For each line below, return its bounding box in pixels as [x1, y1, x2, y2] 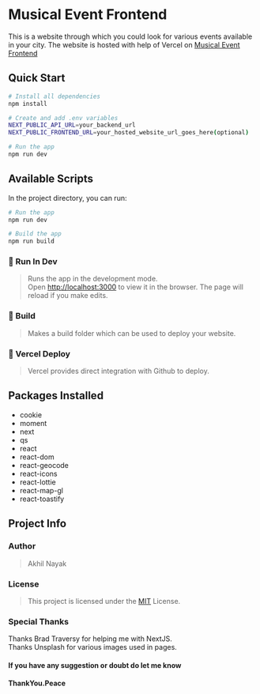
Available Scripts [8, 172, 93, 186]
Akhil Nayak [27, 559, 67, 568]
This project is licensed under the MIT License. [27, 596, 181, 605]
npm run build [8, 237, 55, 246]
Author [8, 541, 36, 552]
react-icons [19, 469, 58, 478]
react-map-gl [19, 485, 63, 495]
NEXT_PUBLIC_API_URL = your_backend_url [8, 121, 136, 130]
